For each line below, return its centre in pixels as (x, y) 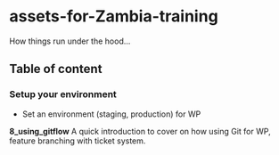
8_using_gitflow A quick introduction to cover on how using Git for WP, (140, 131)
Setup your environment (63, 94)
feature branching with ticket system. (78, 141)
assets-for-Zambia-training (114, 16)
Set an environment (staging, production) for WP (111, 114)
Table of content (56, 69)
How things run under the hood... (70, 41)
